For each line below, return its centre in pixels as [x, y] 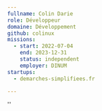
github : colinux [31, 33]
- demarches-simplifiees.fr [54, 79]
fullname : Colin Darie [40, 14]
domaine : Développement [42, 27]
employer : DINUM [44, 66]
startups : [22, 72]
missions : [22, 40]
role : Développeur [34, 20]
